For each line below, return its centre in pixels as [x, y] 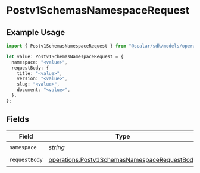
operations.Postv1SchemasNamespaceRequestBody [123, 160]
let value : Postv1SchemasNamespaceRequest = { [65, 56]
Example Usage [36, 32]
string [57, 147]
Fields [18, 119]
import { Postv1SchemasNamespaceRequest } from [66, 46]
